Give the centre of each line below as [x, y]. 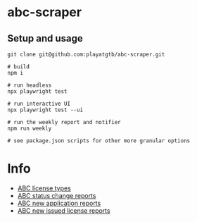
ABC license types [44, 188]
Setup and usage [45, 38]
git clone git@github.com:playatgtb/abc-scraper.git [86, 54]
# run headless [30, 85]
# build [19, 67]
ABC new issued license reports [64, 210]
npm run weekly [30, 128]
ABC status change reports [57, 195]
